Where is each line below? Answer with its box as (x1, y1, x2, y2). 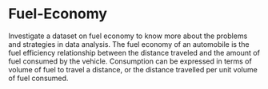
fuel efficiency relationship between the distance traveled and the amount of (8, 48, 260, 57)
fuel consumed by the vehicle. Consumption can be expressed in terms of (8, 56, 252, 66)
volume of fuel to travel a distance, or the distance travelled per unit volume (8, 64, 258, 74)
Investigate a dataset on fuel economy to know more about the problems (8, 31, 248, 41)
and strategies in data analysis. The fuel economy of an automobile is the (8, 39, 250, 48)
